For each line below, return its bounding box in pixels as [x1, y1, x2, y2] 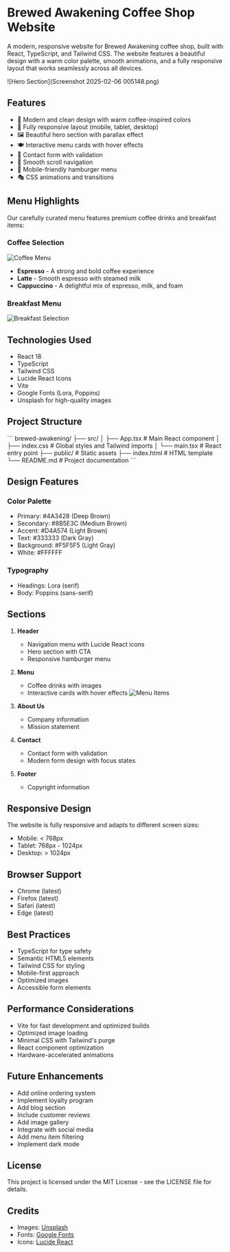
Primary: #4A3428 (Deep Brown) [16, 512, 111, 520]
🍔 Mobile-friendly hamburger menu [16, 165, 117, 173]
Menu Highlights [7, 196, 80, 207]
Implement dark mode [16, 1139, 80, 1148]
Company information [27, 715, 89, 723]
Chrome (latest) [16, 887, 62, 895]
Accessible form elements [16, 984, 91, 992]
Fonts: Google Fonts [16, 1231, 74, 1239]
